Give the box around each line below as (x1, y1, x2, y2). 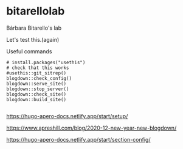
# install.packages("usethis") (6, 59, 86, 65)
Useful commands (6, 47, 52, 55)
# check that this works (6, 65, 69, 71)
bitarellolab (6, 4, 65, 18)
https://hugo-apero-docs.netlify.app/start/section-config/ (6, 136, 151, 143)
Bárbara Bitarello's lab (6, 24, 62, 31)
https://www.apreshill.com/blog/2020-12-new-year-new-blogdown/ (6, 124, 177, 131)
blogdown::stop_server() (6, 86, 69, 92)
